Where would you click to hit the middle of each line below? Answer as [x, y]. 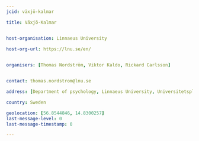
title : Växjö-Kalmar [32, 22]
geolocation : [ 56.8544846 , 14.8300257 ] [55, 113]
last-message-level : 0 [34, 118]
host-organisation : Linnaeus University [57, 38]
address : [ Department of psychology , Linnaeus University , [81, 92]
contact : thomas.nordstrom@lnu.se [49, 81]
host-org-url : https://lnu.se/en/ [49, 49]
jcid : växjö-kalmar [30, 12]
